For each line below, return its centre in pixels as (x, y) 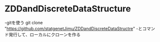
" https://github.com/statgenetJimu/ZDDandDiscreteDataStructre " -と (73, 28)
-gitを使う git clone (24, 22)
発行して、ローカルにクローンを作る (45, 34)
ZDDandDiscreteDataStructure (68, 9)
